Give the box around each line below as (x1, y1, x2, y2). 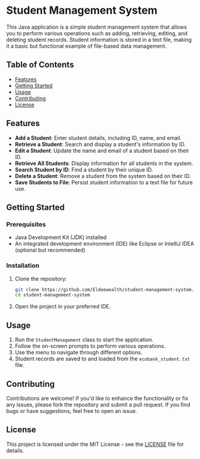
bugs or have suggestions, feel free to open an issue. (6, 407, 137, 414)
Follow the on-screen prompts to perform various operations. (14, 342, 166, 350)
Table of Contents (6, 60, 75, 70)
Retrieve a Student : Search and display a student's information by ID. (14, 140, 186, 148)
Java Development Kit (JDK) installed (14, 234, 107, 241)
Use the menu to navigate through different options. (14, 349, 143, 356)
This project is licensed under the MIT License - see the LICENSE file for (6, 440, 184, 448)
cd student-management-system (14, 292, 91, 298)
